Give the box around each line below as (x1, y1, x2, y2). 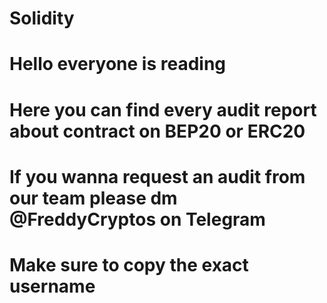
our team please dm (9, 187, 178, 209)
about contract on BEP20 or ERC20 (9, 120, 306, 142)
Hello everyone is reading (9, 53, 227, 76)
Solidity (9, 7, 75, 30)
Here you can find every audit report (9, 98, 317, 121)
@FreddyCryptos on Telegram (9, 208, 266, 231)
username (9, 275, 96, 297)
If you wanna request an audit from (9, 165, 306, 188)
